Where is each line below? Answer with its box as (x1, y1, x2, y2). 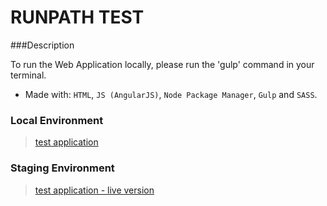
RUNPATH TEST (10, 6, 145, 29)
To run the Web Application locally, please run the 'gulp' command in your (10, 58, 315, 70)
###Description (10, 39, 75, 51)
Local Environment (10, 113, 104, 127)
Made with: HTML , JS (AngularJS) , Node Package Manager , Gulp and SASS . (24, 88, 318, 100)
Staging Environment (10, 161, 115, 175)
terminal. (10, 69, 47, 81)
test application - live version (34, 184, 155, 196)
